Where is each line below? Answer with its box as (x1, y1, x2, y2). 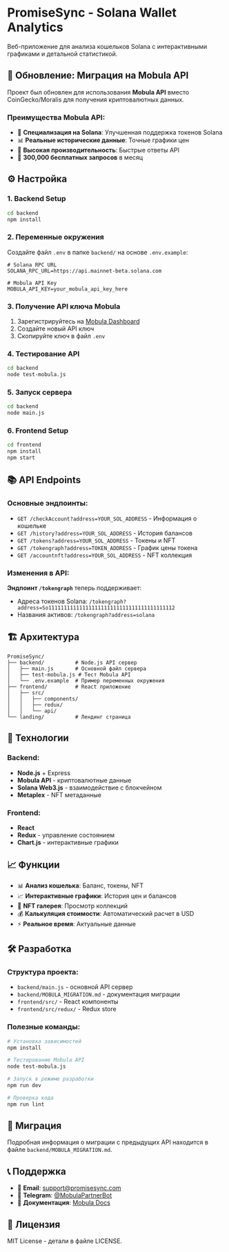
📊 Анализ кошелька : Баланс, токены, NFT (17, 881, 144, 890)
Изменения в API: (7, 568, 70, 578)
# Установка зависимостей (7, 1037, 81, 1045)
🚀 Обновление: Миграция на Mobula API (7, 70, 189, 81)
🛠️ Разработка (7, 943, 72, 955)
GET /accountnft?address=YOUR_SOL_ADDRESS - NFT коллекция (17, 551, 192, 559)
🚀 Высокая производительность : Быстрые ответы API (17, 146, 179, 155)
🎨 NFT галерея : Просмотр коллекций (17, 901, 128, 910)
